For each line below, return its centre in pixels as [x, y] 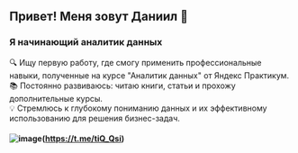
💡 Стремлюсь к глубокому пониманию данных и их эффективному [138, 108]
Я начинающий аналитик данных [86, 42]
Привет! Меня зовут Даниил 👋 [99, 17]
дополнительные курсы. [56, 98]
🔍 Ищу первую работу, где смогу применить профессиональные [135, 62]
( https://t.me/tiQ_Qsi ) [83, 139]
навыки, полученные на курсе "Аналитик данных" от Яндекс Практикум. [149, 75]
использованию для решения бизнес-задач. [95, 118]
